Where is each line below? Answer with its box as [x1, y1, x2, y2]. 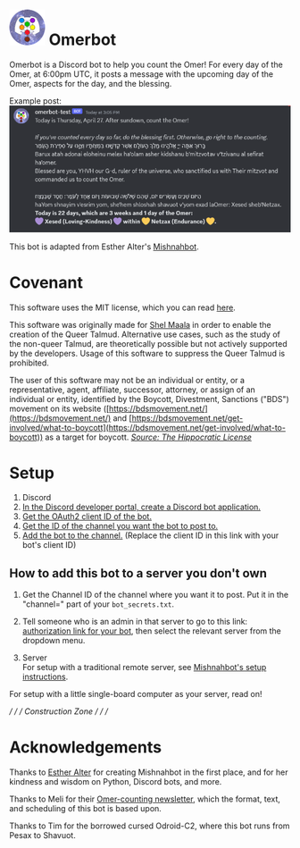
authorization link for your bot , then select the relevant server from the [21, 626, 281, 636]
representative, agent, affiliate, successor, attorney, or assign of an [9, 384, 256, 395]
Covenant [9, 273, 83, 292]
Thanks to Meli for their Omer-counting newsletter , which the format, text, [9, 793, 281, 804]
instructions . [21, 671, 69, 683]
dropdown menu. [21, 635, 86, 646]
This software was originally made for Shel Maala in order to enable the [9, 319, 271, 330]
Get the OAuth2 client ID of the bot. [21, 511, 152, 522]
